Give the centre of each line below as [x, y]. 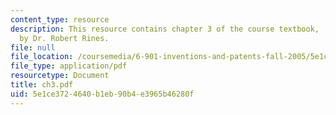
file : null [33, 47]
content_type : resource [60, 19]
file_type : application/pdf [69, 66]
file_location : [42, 57]
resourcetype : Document [60, 76]
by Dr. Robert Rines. [64, 38]
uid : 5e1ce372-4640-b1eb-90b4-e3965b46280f [102, 94]
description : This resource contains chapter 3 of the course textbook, [165, 29]
